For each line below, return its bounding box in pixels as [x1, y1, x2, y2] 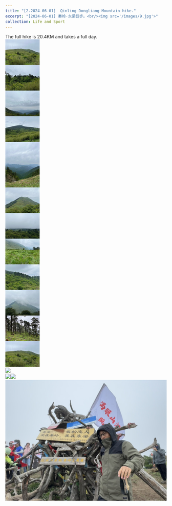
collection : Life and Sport [5, 19, 66, 24]
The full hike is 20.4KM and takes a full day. [5, 34, 98, 40]
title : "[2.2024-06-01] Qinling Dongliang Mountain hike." [5, 8, 137, 13]
